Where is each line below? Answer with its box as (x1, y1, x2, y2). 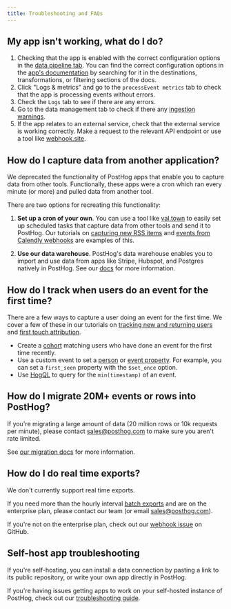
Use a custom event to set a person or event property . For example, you (17, 356, 222, 364)
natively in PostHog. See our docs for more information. (17, 264, 176, 272)
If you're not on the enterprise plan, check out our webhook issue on (7, 520, 202, 528)
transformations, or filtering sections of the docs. (17, 76, 157, 84)
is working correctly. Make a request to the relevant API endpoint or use (17, 127, 222, 135)
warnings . (17, 112, 46, 121)
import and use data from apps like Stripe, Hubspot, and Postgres (17, 257, 204, 266)
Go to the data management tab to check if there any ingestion (17, 105, 196, 114)
